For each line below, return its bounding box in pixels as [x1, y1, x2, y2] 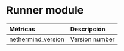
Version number [70, 35, 115, 43]
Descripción [70, 25, 106, 33]
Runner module [6, 4, 84, 17]
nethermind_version [9, 35, 64, 43]
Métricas [9, 25, 36, 33]
